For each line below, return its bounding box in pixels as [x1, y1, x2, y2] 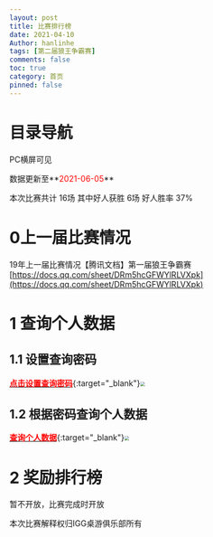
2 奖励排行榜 [9, 467, 103, 488]
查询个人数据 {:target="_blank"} [9, 432, 125, 443]
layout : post [9, 13, 59, 23]
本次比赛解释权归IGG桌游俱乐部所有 [9, 518, 143, 529]
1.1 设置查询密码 [9, 352, 97, 367]
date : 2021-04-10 [9, 30, 75, 39]
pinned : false [9, 80, 63, 89]
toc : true [9, 64, 47, 73]
